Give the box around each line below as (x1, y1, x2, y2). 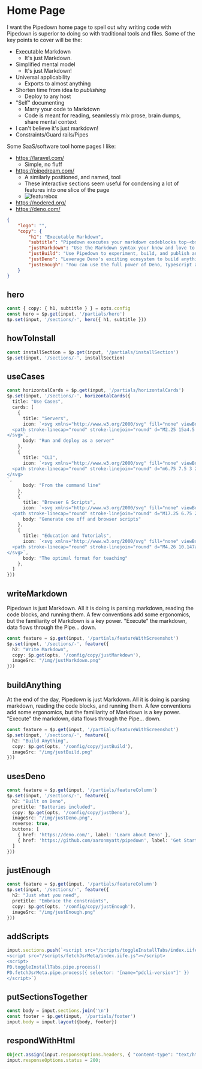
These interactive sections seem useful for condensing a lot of (24, 180, 179, 187)
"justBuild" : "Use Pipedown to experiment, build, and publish (28, 251, 189, 257)
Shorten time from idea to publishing (15, 86, 106, 93)
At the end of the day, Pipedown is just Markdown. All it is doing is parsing (7, 696, 190, 703)
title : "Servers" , (22, 415, 69, 421)
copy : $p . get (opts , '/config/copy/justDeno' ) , (12, 809, 131, 815)
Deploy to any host (24, 93, 71, 100)
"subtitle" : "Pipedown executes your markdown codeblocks (28, 239, 176, 245)
